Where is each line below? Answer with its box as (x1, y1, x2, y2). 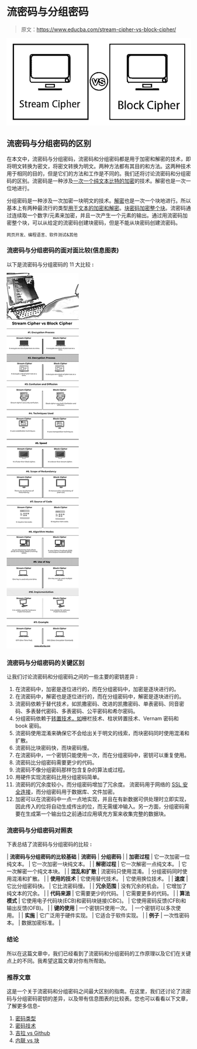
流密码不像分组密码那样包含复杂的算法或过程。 (15, 766, 128, 773)
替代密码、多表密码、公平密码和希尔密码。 (35, 708, 139, 715)
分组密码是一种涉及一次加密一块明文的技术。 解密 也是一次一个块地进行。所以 (6, 197, 191, 204)
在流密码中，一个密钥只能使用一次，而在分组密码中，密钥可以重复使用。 (15, 752, 189, 759)
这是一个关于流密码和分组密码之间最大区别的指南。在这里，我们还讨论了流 (6, 988, 186, 995)
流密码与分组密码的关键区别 (6, 658, 85, 666)
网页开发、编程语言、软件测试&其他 (6, 232, 78, 238)
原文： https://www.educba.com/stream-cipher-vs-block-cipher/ (20, 26, 177, 33)
